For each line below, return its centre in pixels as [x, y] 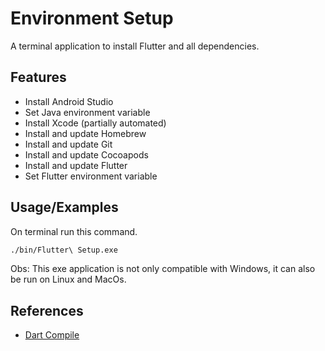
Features [38, 77]
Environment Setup [92, 18]
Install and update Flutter [76, 165]
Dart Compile [52, 335]
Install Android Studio [69, 101]
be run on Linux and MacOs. [68, 279]
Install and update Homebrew [85, 133]
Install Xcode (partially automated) [95, 123]
